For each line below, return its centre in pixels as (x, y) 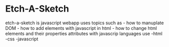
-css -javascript (22, 39)
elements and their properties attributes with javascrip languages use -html (84, 33)
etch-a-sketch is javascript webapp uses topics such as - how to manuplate (84, 23)
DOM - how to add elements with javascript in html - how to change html (81, 28)
